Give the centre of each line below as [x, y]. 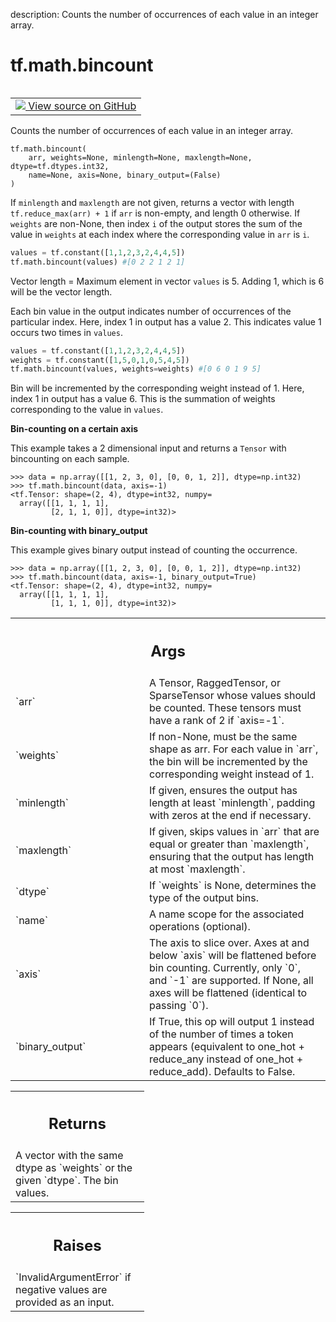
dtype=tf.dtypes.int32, [60, 166]
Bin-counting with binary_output [79, 531]
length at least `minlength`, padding [232, 802]
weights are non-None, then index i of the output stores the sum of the [156, 223]
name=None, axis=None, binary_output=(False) [125, 175]
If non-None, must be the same [223, 736]
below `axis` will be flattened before [233, 955]
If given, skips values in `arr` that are [234, 831]
